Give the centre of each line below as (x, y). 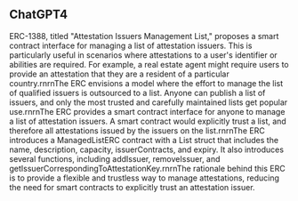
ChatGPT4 (39, 15)
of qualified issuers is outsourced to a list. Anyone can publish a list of (137, 92)
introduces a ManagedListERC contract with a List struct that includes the (144, 140)
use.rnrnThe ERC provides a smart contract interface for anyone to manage (147, 111)
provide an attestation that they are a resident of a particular (119, 74)
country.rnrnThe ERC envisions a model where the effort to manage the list (146, 83)
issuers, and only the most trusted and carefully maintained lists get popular (149, 102)
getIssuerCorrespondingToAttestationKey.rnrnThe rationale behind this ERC (148, 168)
